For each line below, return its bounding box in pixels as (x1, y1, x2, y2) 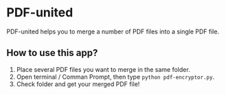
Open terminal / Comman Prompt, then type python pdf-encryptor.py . (16, 72, 214, 81)
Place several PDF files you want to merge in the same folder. (16, 65, 190, 73)
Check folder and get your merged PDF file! (16, 80, 140, 88)
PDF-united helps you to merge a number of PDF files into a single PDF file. (6, 27, 220, 36)
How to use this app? (6, 47, 98, 59)
